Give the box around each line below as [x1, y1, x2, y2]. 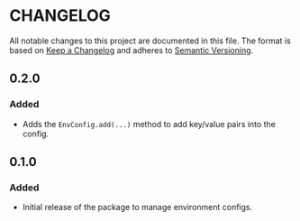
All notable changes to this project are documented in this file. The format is [9, 35, 291, 46]
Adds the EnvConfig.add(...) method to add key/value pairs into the [22, 118, 277, 129]
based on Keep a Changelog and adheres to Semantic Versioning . [9, 44, 254, 55]
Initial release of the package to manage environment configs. [22, 202, 253, 213]
